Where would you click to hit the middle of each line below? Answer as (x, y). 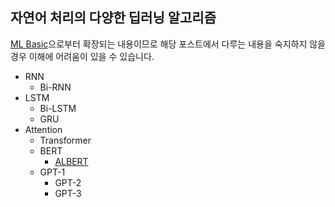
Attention (43, 129)
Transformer (65, 140)
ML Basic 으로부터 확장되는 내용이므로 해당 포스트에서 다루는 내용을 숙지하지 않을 (168, 44)
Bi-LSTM (58, 108)
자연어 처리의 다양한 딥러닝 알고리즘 (113, 18)
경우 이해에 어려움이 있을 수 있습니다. (82, 56)
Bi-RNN (55, 87)
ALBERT (71, 161)
